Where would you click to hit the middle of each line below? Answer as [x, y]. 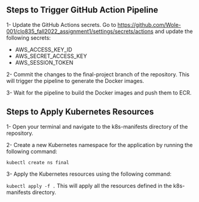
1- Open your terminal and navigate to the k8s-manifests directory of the [97, 126]
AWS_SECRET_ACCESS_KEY [51, 56]
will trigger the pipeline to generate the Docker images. [75, 81]
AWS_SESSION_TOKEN [44, 62]
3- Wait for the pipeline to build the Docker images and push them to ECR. [99, 92]
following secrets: [29, 38]
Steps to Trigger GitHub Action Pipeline [82, 10]
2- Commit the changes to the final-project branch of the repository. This [98, 74]
